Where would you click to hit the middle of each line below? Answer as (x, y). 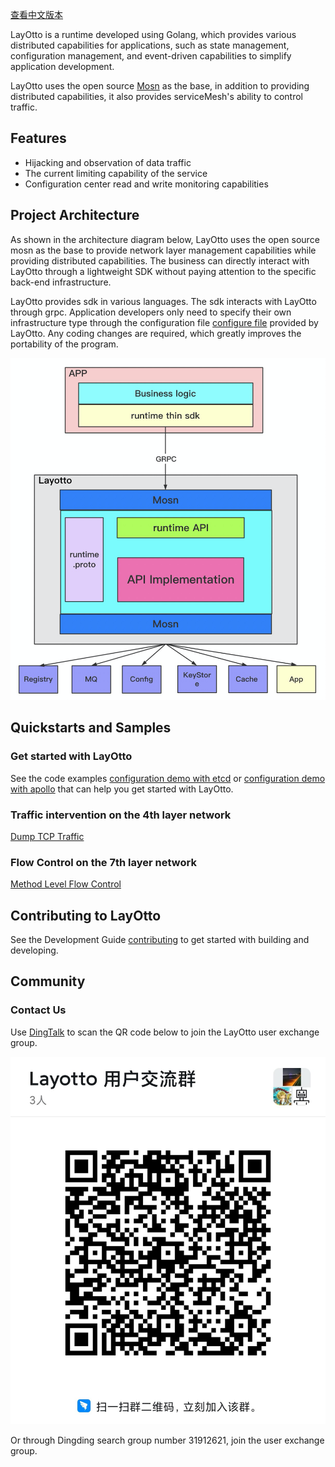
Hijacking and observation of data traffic (108, 162)
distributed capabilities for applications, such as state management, (150, 45)
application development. (62, 66)
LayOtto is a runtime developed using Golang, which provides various (153, 34)
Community (48, 981)
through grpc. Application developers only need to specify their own (151, 312)
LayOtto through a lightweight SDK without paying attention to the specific (163, 271)
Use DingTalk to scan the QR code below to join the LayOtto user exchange (165, 1032)
